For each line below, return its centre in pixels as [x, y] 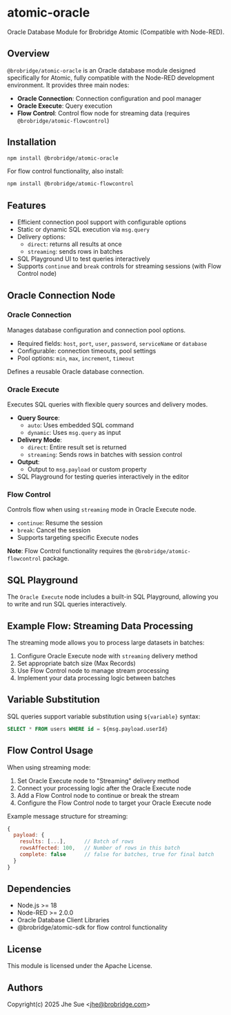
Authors [25, 988]
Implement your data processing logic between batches [96, 678]
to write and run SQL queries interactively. [67, 604]
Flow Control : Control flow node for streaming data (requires [103, 113]
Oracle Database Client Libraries [63, 920]
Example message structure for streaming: [68, 816]
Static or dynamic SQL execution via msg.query [83, 230]
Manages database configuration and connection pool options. [97, 330]
